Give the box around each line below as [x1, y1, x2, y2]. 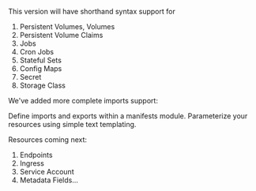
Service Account [19, 167, 74, 176]
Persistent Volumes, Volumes [19, 22, 115, 31]
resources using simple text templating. [8, 120, 137, 129]
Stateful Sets [19, 55, 62, 65]
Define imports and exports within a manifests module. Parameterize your [8, 111, 248, 121]
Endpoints [19, 150, 53, 159]
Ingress [19, 159, 45, 168]
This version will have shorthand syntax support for [8, 7, 175, 16]
